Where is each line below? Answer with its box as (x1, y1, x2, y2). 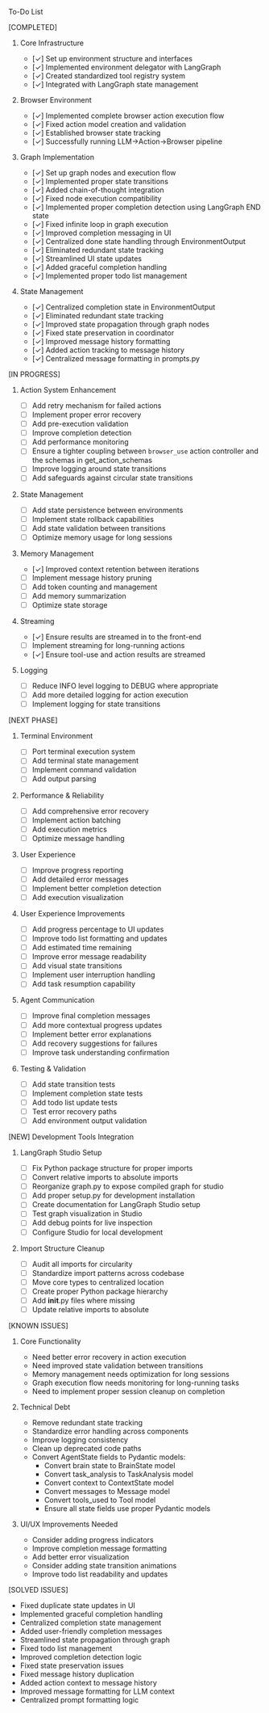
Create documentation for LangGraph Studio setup (31, 1200, 201, 1210)
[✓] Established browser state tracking (31, 128, 161, 137)
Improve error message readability (31, 952, 147, 962)
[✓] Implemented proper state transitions (31, 177, 169, 186)
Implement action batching (31, 815, 121, 825)
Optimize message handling (31, 833, 125, 843)
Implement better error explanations (31, 1029, 151, 1039)
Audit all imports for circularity (31, 1259, 133, 1269)
